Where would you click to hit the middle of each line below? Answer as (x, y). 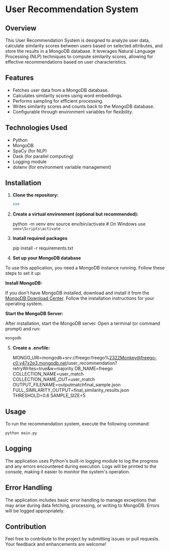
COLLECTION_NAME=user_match (48, 374)
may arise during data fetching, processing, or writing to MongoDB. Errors (82, 505)
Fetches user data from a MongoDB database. (61, 90)
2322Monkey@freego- (133, 358)
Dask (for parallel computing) (43, 156)
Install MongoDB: (24, 283)
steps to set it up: (23, 273)
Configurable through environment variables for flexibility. (73, 112)
